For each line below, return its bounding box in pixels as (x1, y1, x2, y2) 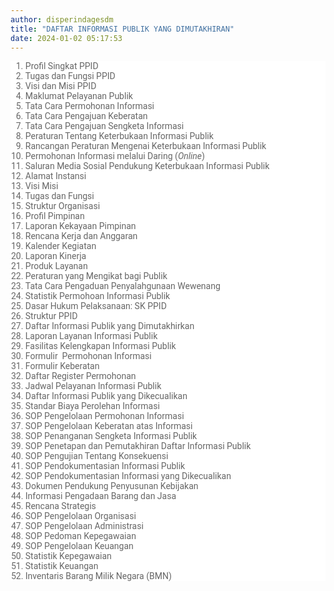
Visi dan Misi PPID (24, 81, 97, 92)
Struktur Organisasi (24, 201, 101, 212)
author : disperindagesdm (10, 14, 114, 25)
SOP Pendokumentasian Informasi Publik (24, 461, 186, 472)
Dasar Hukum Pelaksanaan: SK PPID (24, 301, 167, 312)
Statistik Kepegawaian (24, 551, 112, 562)
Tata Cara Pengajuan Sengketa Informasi (24, 121, 185, 132)
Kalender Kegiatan (24, 241, 97, 252)
